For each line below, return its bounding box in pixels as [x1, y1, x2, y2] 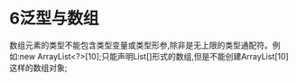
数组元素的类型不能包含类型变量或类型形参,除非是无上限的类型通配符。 [9, 40, 274, 50]
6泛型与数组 [9, 8, 99, 29]
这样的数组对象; [9, 62, 68, 73]
